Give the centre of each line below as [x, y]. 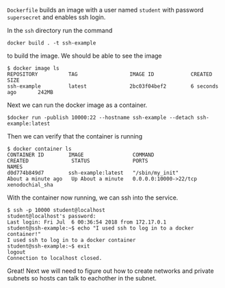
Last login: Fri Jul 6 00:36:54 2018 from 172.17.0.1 [87, 222]
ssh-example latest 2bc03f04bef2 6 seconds [113, 86]
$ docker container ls [39, 149]
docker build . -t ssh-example [52, 43]
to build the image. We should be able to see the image [84, 56]
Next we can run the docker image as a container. [77, 105]
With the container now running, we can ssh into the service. [93, 197]
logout [16, 252]
